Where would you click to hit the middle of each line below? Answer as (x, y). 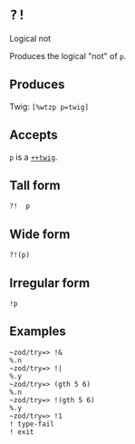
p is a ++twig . (34, 157)
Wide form (40, 234)
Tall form (35, 185)
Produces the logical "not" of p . (68, 55)
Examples (38, 332)
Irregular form (50, 283)
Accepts (34, 135)
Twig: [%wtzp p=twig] (49, 106)
